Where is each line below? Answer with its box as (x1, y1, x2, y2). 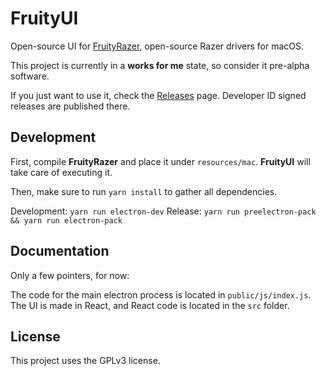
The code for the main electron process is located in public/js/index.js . (10, 288, 312, 301)
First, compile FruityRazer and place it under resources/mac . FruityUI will (10, 155, 311, 167)
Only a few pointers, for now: (10, 269, 130, 281)
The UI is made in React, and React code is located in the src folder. (10, 299, 290, 311)
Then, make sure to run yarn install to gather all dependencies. (10, 185, 278, 197)
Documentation (10, 243, 110, 260)
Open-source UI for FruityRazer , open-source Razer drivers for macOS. (10, 40, 304, 52)
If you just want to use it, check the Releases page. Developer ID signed (10, 89, 307, 101)
